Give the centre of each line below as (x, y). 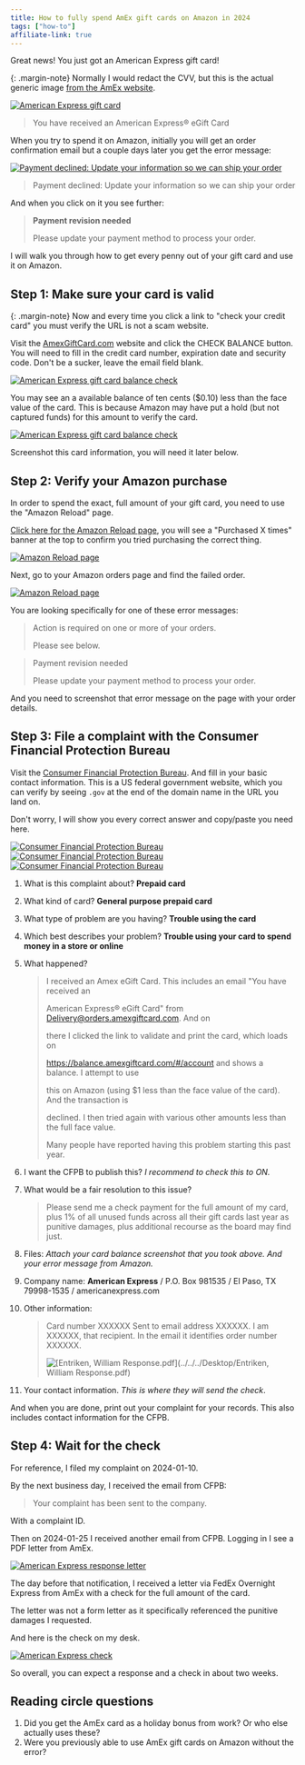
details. (24, 708)
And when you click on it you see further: (87, 203)
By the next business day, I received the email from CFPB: (118, 1485)
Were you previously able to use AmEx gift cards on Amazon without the (158, 1742)
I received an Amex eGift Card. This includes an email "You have (166, 981)
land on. (25, 802)
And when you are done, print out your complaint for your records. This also (152, 1407)
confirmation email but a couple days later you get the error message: (141, 150)
